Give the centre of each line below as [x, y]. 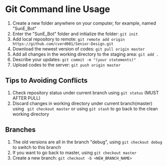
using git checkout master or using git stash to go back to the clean [85, 108]
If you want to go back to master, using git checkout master [74, 152]
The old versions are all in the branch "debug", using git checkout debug [87, 142]
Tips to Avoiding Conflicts [46, 80]
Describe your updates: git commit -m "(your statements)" [74, 59]
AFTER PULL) [26, 98]
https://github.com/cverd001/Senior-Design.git [63, 44]
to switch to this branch [37, 147]
